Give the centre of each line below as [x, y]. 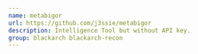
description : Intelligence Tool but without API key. [100, 30]
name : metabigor [35, 15]
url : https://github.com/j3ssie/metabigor [80, 23]
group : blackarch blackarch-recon [66, 38]
